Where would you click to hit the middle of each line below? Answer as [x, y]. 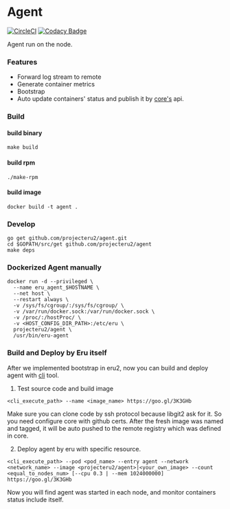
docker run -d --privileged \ [50, 282]
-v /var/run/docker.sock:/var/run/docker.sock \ [84, 312]
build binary [25, 133]
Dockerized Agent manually [54, 267]
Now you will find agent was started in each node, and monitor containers [112, 492]
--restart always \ [41, 300]
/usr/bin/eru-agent [41, 336]
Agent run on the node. [40, 44]
